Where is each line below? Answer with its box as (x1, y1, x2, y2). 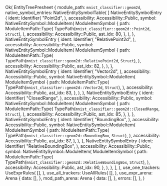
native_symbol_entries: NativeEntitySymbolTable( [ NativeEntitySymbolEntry (5, 10, 162, 16)
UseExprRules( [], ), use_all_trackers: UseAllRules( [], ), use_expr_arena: (5, 170, 153, 175)
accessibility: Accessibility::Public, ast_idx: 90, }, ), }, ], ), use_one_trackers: (5, 164, 160, 170)
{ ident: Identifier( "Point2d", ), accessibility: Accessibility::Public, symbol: (5, 15, 156, 21)
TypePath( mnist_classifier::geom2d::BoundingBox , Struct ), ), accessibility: (5, 133, 160, 138)
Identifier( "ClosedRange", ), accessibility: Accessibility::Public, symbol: (5, 95, 152, 101)
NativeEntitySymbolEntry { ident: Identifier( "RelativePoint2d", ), (5, 36, 136, 42)
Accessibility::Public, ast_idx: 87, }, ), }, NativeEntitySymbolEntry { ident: (5, 138, 153, 144)
